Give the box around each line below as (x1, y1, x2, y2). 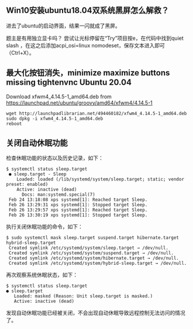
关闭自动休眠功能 (6, 138, 68, 148)
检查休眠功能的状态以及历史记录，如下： (6, 154, 104, 162)
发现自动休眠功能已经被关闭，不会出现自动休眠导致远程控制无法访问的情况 (6, 309, 185, 317)
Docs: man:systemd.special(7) (21, 192, 95, 198)
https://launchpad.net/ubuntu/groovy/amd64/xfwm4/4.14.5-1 (6, 99, 153, 106)
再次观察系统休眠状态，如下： (6, 271, 78, 279)
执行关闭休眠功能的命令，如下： (6, 223, 83, 230)
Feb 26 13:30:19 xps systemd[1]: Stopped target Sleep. (8, 212, 148, 218)
